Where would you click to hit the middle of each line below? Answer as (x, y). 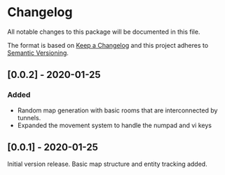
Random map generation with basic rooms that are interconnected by (117, 110)
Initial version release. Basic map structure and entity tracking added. (108, 164)
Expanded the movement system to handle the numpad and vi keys (115, 125)
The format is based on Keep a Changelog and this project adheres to (108, 45)
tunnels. (29, 117)
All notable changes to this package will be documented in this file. (104, 32)
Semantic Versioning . (38, 53)
